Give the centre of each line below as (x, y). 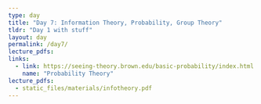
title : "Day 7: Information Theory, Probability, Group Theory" (115, 23)
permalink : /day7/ (38, 45)
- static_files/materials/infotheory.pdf (84, 88)
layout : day (27, 37)
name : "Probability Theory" (68, 74)
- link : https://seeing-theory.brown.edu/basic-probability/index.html (135, 66)
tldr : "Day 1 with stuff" (50, 30)
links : (19, 59)
